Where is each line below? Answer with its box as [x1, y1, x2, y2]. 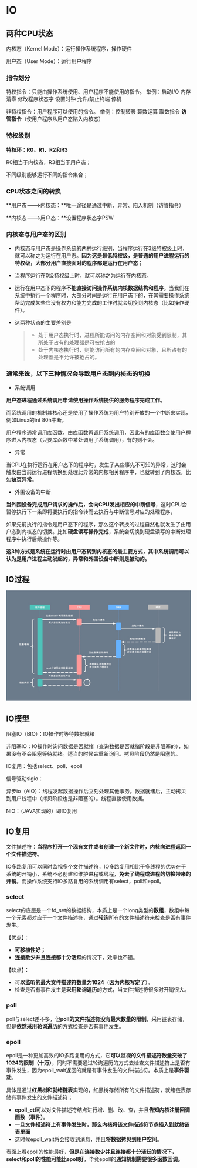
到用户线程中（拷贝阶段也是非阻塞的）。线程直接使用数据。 [6, 795, 148, 802]
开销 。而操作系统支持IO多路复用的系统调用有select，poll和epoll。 [6, 877, 165, 885]
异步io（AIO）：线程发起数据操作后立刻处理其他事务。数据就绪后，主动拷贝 [6, 787, 186, 795]
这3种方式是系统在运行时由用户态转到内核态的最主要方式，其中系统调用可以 [6, 548, 189, 555]
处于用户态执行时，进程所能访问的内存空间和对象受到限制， [38, 332, 182, 339]
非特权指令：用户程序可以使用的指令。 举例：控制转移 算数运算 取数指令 [6, 108, 180, 115]
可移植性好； [14, 946, 46, 953]
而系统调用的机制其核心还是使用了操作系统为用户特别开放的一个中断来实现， [6, 409, 191, 416]
